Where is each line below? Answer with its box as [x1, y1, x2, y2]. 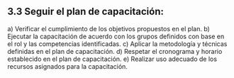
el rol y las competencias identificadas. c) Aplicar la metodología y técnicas [7, 39, 228, 48]
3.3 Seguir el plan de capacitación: [7, 6, 165, 18]
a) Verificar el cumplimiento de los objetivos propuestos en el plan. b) [7, 24, 211, 33]
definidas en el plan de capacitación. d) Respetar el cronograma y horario [7, 47, 223, 55]
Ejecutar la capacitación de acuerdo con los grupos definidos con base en [7, 32, 225, 40]
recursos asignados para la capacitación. [7, 62, 128, 70]
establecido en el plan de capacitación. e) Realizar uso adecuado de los [7, 55, 218, 63]
